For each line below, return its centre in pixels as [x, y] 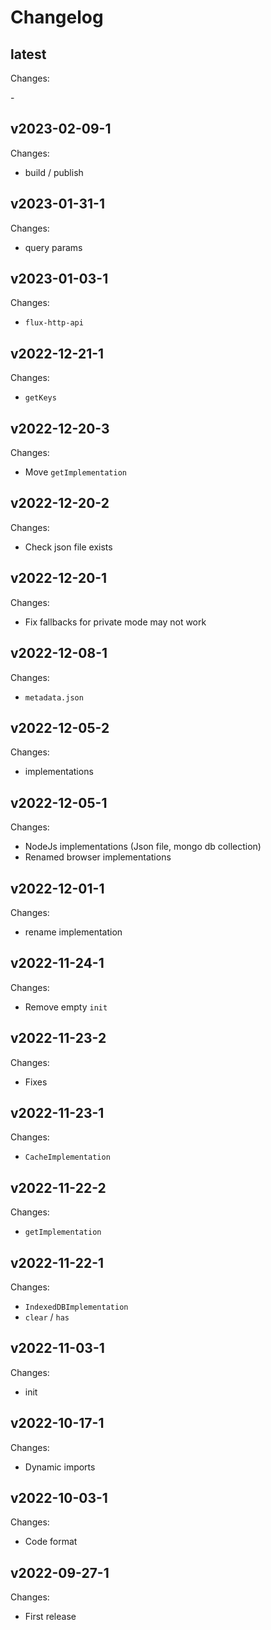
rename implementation [73, 932]
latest [28, 54]
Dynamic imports [60, 1467]
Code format [51, 1542]
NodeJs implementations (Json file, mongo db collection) [143, 847]
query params [53, 247]
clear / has [47, 1317]
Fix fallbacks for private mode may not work [115, 622]
